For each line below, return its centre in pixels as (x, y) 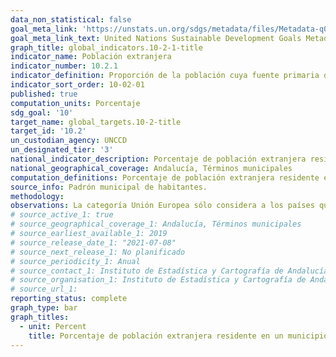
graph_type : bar (44, 308)
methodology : (37, 196)
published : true (44, 94)
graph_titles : (40, 317)
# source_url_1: (44, 289)
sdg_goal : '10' (42, 112)
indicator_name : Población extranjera (91, 57)
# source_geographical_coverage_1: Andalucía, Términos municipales (156, 224)
